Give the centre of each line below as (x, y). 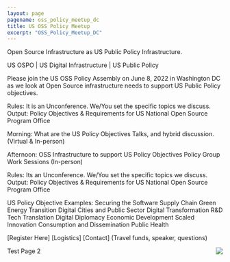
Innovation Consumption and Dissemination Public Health (88, 225)
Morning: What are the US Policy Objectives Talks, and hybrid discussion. (111, 134)
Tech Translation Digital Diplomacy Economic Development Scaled (101, 218)
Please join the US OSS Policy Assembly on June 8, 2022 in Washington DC (114, 79)
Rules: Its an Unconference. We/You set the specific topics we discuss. (107, 175)
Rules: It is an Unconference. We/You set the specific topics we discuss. (109, 106)
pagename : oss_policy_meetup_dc (53, 20)
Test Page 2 (24, 251)
